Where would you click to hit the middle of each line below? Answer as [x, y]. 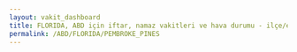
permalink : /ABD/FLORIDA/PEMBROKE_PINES [85, 33]
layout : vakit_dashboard [55, 17]
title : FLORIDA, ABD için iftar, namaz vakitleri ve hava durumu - [136, 26]
